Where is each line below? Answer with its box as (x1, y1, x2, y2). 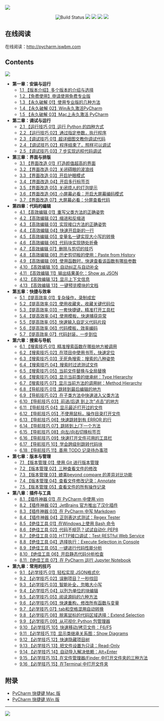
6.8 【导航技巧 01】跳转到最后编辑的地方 (19, 386, 102, 392)
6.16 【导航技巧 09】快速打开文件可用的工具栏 (19, 435, 112, 441)
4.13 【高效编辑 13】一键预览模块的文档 (19, 282, 99, 288)
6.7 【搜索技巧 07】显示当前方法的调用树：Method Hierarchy (19, 380, 143, 386)
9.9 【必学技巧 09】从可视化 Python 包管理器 (19, 618, 111, 624)
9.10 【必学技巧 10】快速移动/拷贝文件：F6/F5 (19, 624, 112, 630)
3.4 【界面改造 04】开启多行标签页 (19, 178, 90, 184)
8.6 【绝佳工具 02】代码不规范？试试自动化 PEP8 (19, 527, 119, 532)
